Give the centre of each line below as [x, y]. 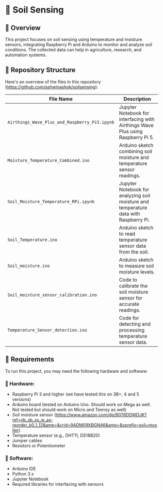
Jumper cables [27, 440]
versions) [21, 399]
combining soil [136, 151]
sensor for [130, 298]
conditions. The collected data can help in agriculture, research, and [73, 50]
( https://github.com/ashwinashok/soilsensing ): [52, 87]
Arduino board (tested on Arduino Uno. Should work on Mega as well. [81, 404]
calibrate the [133, 286]
